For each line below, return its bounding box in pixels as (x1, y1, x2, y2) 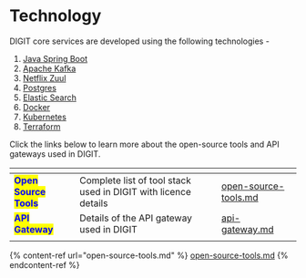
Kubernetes (22, 111, 66, 122)
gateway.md (221, 222, 274, 235)
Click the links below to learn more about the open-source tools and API (9, 139, 280, 149)
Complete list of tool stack (79, 174, 191, 187)
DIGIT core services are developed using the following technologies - (9, 36, 270, 46)
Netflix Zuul (22, 72, 66, 83)
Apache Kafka (22, 63, 76, 74)
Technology (9, 5, 102, 26)
